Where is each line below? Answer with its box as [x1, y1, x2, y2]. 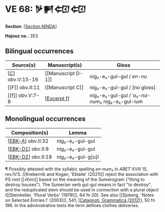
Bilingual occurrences [5, 47, 74, 55]
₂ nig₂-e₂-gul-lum [100, 98, 143, 105]
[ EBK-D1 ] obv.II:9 [7, 145, 49, 152]
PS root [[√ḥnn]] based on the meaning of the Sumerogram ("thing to [5, 176, 145, 182]
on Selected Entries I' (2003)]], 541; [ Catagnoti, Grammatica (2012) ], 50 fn [5, 197, 156, 203]
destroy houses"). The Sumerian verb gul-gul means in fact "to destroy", [5, 182, 152, 188]
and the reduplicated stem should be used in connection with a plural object [5, 187, 159, 192]
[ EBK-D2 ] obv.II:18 [7, 153, 53, 160]
